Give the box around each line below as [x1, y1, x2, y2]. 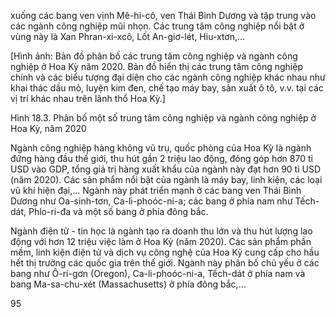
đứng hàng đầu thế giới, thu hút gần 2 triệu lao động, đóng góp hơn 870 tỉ [10, 153, 313, 164]
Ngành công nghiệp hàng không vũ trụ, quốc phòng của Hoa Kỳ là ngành [10, 142, 312, 154]
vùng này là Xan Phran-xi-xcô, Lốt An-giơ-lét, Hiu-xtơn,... [10, 31, 246, 42]
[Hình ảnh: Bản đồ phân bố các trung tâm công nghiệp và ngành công [10, 50, 298, 62]
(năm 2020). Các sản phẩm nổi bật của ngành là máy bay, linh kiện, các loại [10, 174, 323, 185]
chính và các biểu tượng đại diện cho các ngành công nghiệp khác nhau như [10, 71, 326, 83]
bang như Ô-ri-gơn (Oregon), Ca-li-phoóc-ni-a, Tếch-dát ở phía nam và [10, 268, 306, 279]
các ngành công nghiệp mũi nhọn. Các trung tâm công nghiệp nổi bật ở [10, 20, 305, 32]
